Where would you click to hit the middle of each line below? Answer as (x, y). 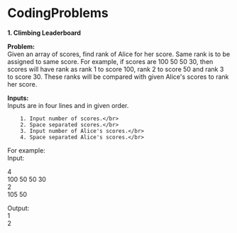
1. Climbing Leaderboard (44, 33)
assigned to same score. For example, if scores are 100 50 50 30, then (110, 61)
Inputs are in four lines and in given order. (68, 105)
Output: (18, 208)
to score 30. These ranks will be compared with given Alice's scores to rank (118, 77)
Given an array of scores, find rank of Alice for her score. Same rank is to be (119, 54)
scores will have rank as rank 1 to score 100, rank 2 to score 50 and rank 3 (116, 69)
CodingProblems (58, 13)
